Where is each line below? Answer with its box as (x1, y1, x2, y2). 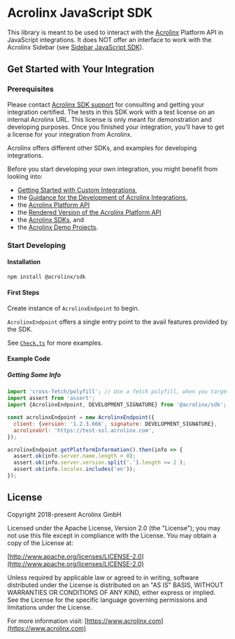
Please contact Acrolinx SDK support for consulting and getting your (7, 100, 205, 109)
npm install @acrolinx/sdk (7, 273, 86, 280)
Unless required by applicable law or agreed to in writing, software (7, 573, 199, 582)
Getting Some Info (7, 371, 62, 379)
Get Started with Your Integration (7, 63, 155, 75)
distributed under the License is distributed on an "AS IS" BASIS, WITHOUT (7, 580, 224, 589)
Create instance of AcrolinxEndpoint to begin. (7, 303, 140, 312)
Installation (7, 258, 41, 266)
